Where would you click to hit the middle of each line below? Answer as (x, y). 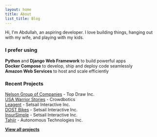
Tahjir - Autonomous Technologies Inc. (44, 120)
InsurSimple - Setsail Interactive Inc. (41, 115)
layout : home (18, 9)
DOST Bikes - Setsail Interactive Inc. (41, 109)
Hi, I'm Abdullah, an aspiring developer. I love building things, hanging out (79, 33)
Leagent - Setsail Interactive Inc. (38, 104)
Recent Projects (24, 84)
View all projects (22, 129)
